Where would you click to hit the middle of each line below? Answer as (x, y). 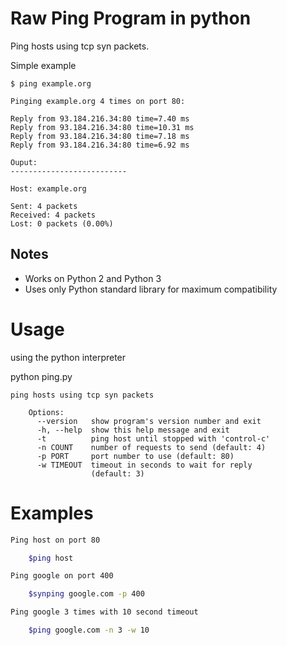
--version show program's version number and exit (149, 421)
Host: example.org (48, 188)
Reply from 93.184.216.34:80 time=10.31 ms (102, 127)
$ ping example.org (51, 83)
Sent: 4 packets (44, 206)
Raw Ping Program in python (131, 18)
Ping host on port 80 (55, 540)
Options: (46, 412)
